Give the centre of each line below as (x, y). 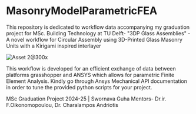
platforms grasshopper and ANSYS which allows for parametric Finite (90, 75)
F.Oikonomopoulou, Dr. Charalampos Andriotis (62, 105)
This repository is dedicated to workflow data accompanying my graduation (98, 27)
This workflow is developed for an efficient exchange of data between (91, 68)
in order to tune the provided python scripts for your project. (79, 87)
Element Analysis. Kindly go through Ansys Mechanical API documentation (97, 81)
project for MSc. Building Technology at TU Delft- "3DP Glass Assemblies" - (98, 33)
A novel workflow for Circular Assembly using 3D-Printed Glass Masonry (94, 39)
